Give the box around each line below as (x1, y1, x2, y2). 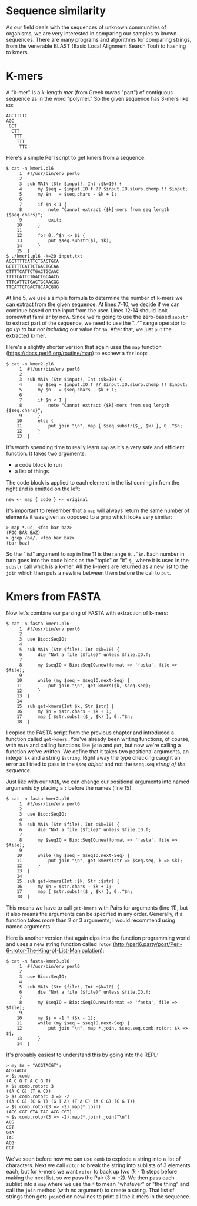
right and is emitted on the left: (6, 485, 81, 492)
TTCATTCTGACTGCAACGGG (6, 284, 59, 290)
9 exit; (19, 217, 62, 223)
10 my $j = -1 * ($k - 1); (16, 1015, 96, 1021)
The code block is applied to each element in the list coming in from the (6, 479, 180, 486)
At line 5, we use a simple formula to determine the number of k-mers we (6, 294, 183, 301)
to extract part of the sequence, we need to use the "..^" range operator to (6, 319, 186, 327)
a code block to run (14, 461, 62, 468)
